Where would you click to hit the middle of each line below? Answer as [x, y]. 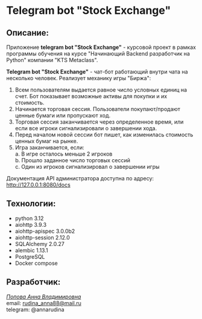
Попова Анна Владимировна [44, 297]
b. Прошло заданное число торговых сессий [73, 160]
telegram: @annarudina [35, 309]
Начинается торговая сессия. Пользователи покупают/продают [98, 109]
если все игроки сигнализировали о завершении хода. [86, 128]
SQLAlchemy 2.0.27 [39, 244]
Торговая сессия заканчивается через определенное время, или [99, 122]
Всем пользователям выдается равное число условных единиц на [101, 90]
